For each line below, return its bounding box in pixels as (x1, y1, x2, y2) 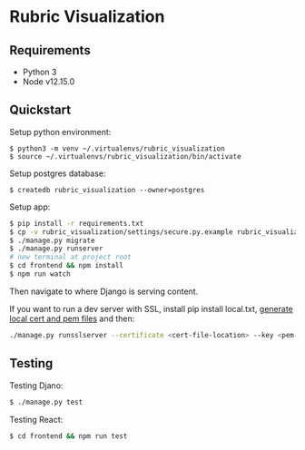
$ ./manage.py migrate (9, 236, 95, 245)
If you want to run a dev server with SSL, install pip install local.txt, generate (9, 303, 293, 314)
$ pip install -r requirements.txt (9, 219, 144, 228)
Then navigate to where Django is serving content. (9, 286, 199, 297)
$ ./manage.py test (9, 397, 84, 406)
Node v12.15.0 (22, 76, 75, 87)
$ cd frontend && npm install (9, 261, 124, 270)
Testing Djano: (9, 379, 64, 391)
